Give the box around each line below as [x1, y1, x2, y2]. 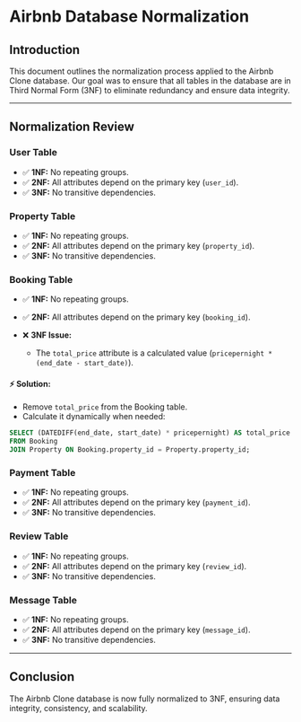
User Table [9, 146, 58, 159]
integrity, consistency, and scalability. [9, 702, 148, 713]
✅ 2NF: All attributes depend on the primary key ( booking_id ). [21, 312, 251, 322]
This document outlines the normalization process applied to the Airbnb [9, 66, 274, 76]
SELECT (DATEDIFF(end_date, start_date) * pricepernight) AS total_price [9, 428, 291, 437]
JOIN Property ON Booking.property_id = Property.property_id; [9, 445, 251, 454]
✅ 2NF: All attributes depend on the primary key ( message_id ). [21, 624, 251, 635]
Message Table [9, 594, 78, 606]
